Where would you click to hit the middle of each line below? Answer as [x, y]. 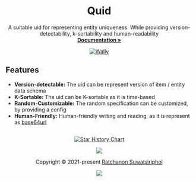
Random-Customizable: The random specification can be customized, [101, 103]
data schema [30, 91]
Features [22, 70]
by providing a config [40, 109]
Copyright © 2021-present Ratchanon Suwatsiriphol [99, 162]
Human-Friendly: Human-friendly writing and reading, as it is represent [102, 116]
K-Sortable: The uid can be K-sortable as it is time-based [84, 97]
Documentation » [99, 40]
